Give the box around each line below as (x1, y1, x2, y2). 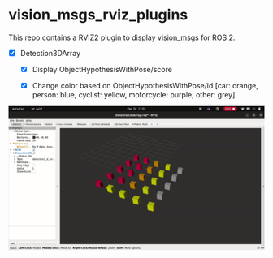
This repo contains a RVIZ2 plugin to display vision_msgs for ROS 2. (8, 32, 236, 42)
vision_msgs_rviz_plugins (8, 6, 188, 24)
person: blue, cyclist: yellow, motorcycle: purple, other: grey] (32, 90, 236, 100)
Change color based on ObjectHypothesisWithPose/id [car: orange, (32, 81, 258, 91)
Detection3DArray (19, 48, 81, 58)
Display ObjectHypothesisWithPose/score (32, 65, 173, 74)
